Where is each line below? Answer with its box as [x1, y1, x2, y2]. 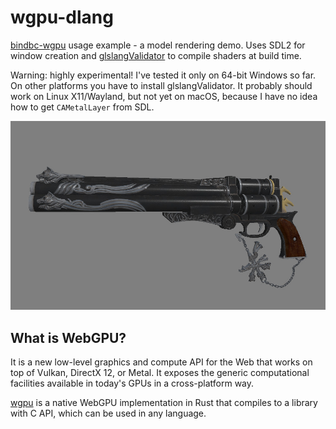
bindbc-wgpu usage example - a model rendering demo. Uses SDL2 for [10, 39, 306, 51]
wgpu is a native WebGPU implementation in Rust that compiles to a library [10, 397, 318, 409]
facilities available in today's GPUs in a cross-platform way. [10, 377, 255, 390]
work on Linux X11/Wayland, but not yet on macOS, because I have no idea [10, 90, 318, 102]
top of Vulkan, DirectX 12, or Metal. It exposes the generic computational [10, 367, 310, 379]
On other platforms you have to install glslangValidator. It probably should [10, 79, 313, 91]
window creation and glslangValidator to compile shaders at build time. [10, 49, 302, 61]
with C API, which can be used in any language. [10, 407, 207, 420]
